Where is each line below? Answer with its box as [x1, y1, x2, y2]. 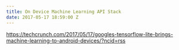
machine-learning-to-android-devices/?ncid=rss [6, 37, 126, 44]
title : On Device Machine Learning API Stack [6, 8, 121, 15]
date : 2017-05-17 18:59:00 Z [6, 14, 79, 20]
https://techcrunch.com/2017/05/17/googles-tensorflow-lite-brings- [6, 30, 174, 37]
